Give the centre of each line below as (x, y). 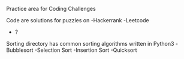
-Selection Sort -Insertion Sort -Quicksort (86, 50)
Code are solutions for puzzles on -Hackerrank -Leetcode (78, 20)
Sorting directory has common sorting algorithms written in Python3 (90, 44)
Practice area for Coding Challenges (51, 9)
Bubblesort (20, 50)
